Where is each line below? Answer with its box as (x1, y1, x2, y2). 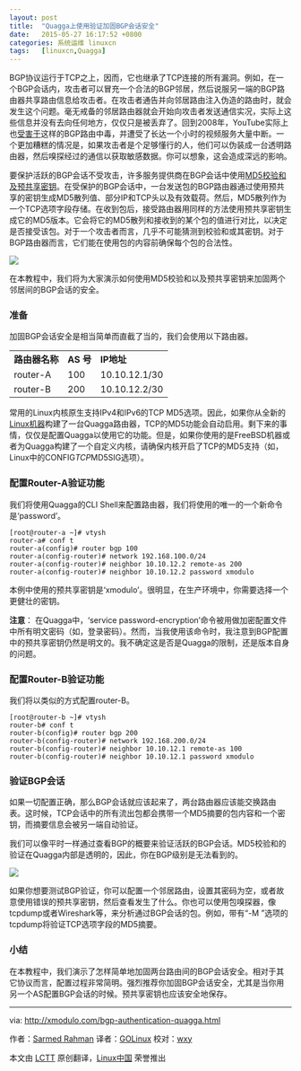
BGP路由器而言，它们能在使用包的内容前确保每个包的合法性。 (9, 237, 237, 248)
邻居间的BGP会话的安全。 (9, 285, 105, 295)
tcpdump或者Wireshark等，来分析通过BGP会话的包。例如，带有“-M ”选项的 (9, 908, 288, 918)
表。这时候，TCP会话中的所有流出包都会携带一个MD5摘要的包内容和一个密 (9, 808, 286, 819)
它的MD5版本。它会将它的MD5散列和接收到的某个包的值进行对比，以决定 (16, 215, 288, 225)
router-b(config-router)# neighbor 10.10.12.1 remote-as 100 (9, 744, 243, 754)
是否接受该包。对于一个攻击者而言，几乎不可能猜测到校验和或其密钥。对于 (9, 226, 284, 237)
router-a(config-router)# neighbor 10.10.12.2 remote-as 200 (9, 559, 243, 568)
